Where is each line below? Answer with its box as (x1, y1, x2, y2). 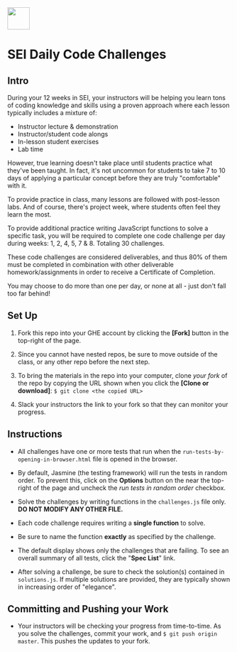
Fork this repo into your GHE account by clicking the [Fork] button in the (17, 328, 229, 337)
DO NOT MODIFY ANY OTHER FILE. (17, 504, 123, 514)
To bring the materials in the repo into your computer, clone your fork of (17, 371, 228, 379)
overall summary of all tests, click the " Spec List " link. (17, 553, 176, 562)
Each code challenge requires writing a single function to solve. (17, 518, 206, 527)
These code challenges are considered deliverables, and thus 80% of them (7, 253, 228, 261)
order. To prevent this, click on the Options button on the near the (17, 476, 211, 484)
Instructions (7, 428, 62, 440)
